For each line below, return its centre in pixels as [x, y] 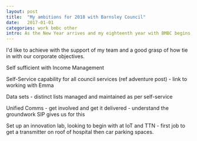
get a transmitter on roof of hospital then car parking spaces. [80, 132]
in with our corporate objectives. [46, 56]
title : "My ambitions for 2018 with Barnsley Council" [76, 17]
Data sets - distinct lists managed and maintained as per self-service [89, 97]
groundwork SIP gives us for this [46, 115]
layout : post [22, 11]
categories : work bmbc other [42, 28]
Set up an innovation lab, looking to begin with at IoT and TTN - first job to [96, 126]
